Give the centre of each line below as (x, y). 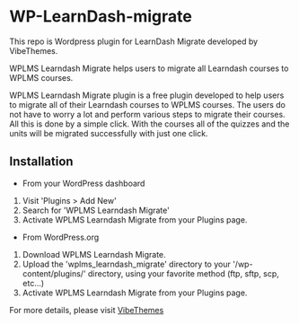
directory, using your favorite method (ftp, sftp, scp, (184, 273)
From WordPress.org (61, 237)
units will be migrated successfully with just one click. (109, 133)
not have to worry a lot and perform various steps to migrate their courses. (147, 114)
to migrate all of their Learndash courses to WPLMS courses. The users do (147, 104)
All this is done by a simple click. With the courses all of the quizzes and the (149, 124)
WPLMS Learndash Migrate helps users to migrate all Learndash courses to (149, 68)
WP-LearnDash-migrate (101, 17)
